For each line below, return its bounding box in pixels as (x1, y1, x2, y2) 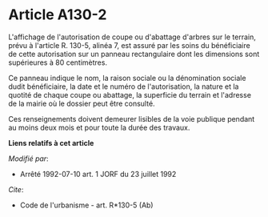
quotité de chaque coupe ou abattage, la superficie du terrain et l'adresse (8, 90, 252, 99)
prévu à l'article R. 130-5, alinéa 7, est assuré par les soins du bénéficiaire (8, 40, 250, 50)
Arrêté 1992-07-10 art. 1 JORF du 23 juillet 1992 (19, 169, 177, 179)
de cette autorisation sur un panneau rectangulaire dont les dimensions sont (8, 49, 260, 58)
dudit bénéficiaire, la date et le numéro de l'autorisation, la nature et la (8, 82, 239, 91)
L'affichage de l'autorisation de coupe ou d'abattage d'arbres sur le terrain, (8, 32, 256, 42)
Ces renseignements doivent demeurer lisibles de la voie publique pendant (8, 114, 255, 123)
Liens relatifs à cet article (8, 138, 94, 147)
